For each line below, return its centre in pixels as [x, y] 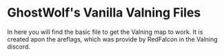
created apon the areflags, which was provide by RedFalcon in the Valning [113, 39]
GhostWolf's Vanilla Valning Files [104, 13]
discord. [19, 46]
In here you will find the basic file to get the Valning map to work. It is [105, 32]
